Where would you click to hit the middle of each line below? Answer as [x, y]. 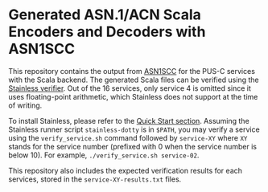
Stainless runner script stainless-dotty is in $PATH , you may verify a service [134, 129]
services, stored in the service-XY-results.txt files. [95, 179]
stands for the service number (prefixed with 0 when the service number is [133, 146]
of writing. [25, 105]
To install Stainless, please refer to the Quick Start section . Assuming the [129, 121]
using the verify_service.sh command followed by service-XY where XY [128, 137]
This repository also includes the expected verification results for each [126, 170]
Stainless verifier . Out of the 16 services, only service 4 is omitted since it [130, 88]
